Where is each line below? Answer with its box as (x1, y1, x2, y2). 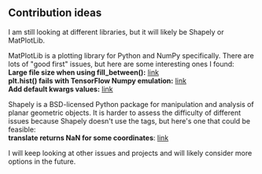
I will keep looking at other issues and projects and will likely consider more (8, 148, 253, 157)
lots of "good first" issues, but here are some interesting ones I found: (8, 59, 234, 68)
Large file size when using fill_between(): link (8, 67, 160, 77)
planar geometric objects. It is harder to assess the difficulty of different (8, 108, 242, 117)
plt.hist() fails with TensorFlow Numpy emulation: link (8, 76, 187, 85)
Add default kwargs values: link (8, 84, 113, 94)
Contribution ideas (8, 6, 102, 20)
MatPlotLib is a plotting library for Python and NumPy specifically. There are (8, 50, 254, 60)
